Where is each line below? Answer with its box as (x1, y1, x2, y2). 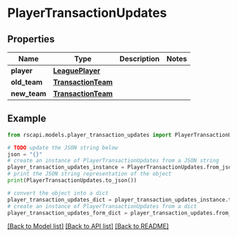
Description (119, 54, 160, 63)
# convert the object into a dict (7, 189, 109, 197)
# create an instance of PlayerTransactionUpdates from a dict (7, 202, 197, 209)
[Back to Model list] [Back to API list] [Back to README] (7, 222, 169, 231)
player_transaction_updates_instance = (7, 164, 125, 171)
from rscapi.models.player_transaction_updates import (7, 131, 172, 138)
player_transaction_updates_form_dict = (7, 209, 128, 217)
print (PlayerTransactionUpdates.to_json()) (7, 177, 138, 184)
